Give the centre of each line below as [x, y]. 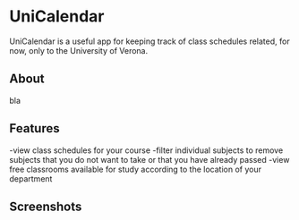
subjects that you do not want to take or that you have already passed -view [149, 159]
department [31, 178]
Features [34, 128]
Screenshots [46, 206]
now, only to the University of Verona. [79, 50]
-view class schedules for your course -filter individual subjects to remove [146, 150]
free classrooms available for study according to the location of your [136, 169]
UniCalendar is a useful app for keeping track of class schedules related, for [149, 41]
